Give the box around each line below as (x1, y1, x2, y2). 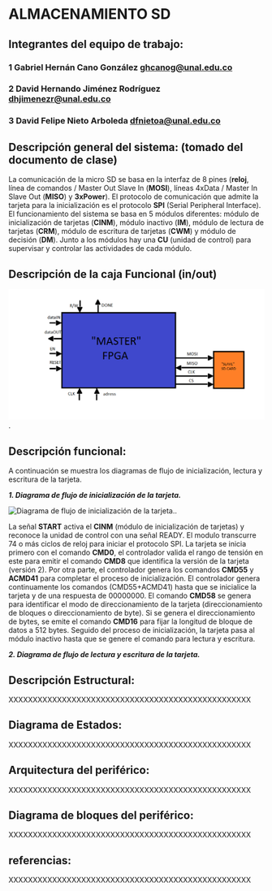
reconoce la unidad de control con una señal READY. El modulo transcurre (8, 530, 257, 540)
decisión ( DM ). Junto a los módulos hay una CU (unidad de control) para (8, 235, 252, 244)
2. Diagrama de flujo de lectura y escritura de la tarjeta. (8, 650, 201, 660)
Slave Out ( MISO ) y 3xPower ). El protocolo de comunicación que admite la (8, 192, 259, 201)
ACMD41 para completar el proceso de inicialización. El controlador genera (8, 573, 261, 583)
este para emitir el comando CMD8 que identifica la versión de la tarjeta (8, 556, 249, 566)
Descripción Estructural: (8, 673, 136, 687)
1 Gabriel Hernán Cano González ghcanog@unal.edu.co (8, 62, 233, 73)
